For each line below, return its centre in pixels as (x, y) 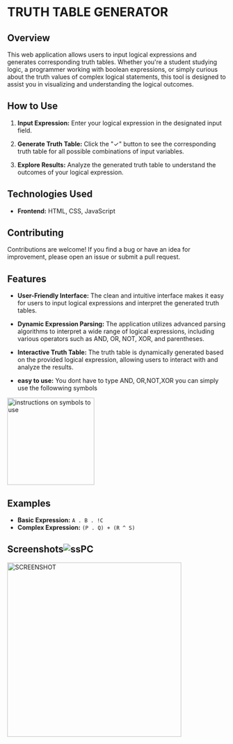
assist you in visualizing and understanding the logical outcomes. (101, 84)
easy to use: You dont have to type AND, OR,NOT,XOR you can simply (118, 381)
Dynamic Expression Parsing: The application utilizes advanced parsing (121, 324)
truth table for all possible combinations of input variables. (101, 151)
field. (25, 130)
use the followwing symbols (57, 388)
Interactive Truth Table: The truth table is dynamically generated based (120, 352)
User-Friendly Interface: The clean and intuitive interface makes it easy (120, 296)
